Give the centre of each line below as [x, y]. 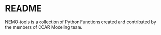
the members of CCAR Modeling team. [44, 27]
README [23, 9]
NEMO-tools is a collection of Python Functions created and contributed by [80, 22]
